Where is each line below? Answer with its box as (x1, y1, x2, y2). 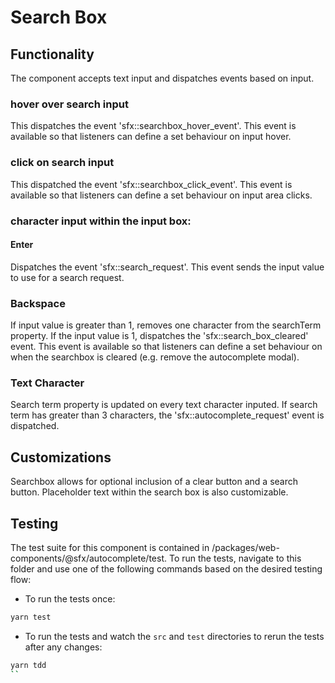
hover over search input (10, 97, 129, 111)
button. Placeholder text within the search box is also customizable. (10, 486, 289, 498)
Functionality (10, 46, 95, 63)
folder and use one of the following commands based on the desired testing (10, 562, 323, 575)
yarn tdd (10, 660, 47, 670)
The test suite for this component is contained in (10, 541, 210, 553)
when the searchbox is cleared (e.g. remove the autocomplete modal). (10, 351, 300, 363)
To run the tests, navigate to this (168, 552, 302, 564)
